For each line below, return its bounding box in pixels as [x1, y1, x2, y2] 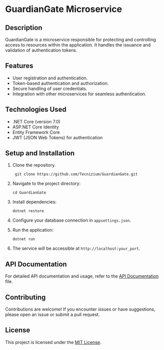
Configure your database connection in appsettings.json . [12, 217, 131, 223]
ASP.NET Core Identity [12, 124, 59, 130]
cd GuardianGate [12, 190, 46, 195]
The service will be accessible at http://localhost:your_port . [12, 246, 141, 252]
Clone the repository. [12, 162, 56, 168]
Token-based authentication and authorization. [12, 80, 109, 86]
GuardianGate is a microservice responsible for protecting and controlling [5, 36, 156, 42]
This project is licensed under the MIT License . [5, 339, 102, 345]
